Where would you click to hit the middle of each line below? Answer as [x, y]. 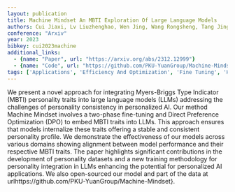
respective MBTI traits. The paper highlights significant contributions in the [115, 152]
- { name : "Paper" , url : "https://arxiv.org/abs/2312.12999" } [105, 59]
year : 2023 [23, 40]
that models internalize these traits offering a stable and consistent [104, 129]
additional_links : [34, 53]
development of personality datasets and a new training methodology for [112, 158]
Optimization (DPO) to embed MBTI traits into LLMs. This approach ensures [116, 121]
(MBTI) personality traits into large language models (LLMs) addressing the [115, 99]
